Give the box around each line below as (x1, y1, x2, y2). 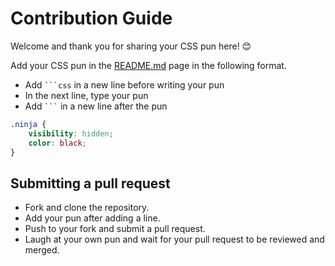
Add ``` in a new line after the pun (24, 100, 168, 112)
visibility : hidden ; (28, 128, 114, 139)
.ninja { (10, 119, 47, 129)
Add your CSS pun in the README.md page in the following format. (10, 59, 287, 71)
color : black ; (28, 138, 87, 148)
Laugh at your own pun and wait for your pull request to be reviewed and (24, 233, 325, 246)
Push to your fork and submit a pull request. (24, 223, 206, 235)
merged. (24, 244, 60, 256)
